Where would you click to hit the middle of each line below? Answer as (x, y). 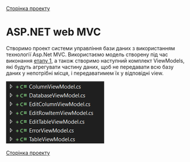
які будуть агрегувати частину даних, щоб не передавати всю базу (90, 67)
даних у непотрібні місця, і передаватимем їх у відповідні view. (85, 73)
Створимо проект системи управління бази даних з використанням (91, 48)
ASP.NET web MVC (53, 32)
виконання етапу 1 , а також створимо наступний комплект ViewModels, (95, 60)
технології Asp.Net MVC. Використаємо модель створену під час (87, 54)
